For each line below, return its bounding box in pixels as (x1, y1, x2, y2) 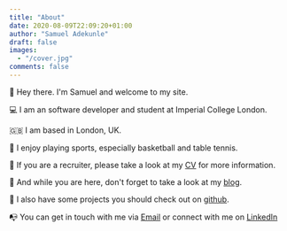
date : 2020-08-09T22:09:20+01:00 (9, 21, 133, 30)
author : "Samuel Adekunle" (9, 29, 109, 38)
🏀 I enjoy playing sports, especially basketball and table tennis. (9, 142, 238, 153)
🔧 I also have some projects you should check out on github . (9, 194, 229, 204)
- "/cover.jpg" (17, 54, 74, 63)
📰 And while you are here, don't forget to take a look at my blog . (9, 176, 243, 187)
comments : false (9, 63, 69, 72)
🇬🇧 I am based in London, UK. (9, 125, 122, 135)
